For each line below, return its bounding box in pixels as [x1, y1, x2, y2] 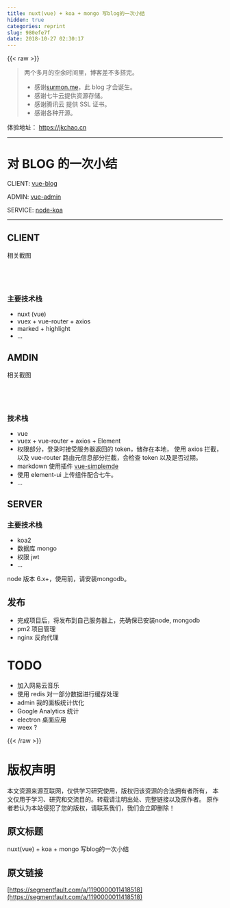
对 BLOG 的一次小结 [7, 156, 118, 172]
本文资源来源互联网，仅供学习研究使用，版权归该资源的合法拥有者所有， [7, 786, 211, 795]
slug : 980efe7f [7, 29, 51, 36]
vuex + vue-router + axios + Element [16, 437, 121, 445]
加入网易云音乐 [16, 681, 60, 689]
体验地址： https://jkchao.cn [7, 123, 87, 132]
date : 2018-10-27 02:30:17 [7, 36, 84, 42]
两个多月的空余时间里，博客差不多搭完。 [23, 69, 138, 77]
